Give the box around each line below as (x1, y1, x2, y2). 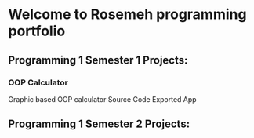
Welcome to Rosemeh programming (8, 5, 247, 24)
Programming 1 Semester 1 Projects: (8, 53, 188, 67)
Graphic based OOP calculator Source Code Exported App (8, 94, 198, 103)
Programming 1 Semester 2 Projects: (8, 118, 190, 131)
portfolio (8, 22, 66, 40)
